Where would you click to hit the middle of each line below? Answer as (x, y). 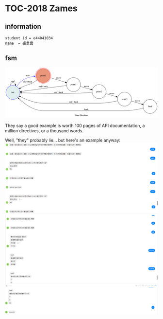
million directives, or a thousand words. (44, 131)
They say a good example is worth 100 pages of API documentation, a (75, 126)
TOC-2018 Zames (41, 9)
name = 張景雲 (19, 43)
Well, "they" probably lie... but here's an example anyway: (63, 140)
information (23, 27)
